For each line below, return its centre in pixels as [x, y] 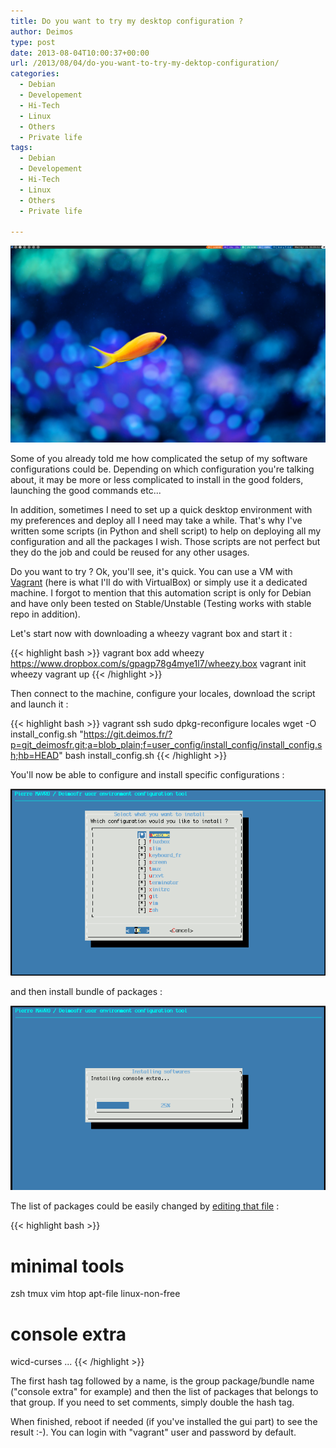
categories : [35, 74]
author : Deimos [42, 31]
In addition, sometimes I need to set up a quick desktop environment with [161, 510]
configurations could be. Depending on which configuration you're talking [162, 469]
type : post [33, 42]
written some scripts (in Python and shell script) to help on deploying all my [166, 531]
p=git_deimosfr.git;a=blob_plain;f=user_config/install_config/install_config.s [166, 745]
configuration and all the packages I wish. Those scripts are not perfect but [165, 542]
